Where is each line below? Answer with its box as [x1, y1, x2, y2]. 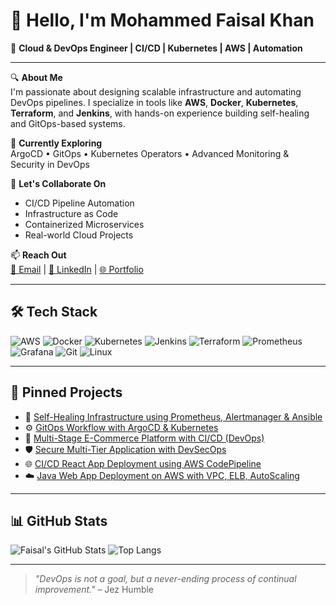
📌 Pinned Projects [10, 384, 123, 401]
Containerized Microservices [24, 218, 145, 230]
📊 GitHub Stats [10, 512, 108, 529]
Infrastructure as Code [24, 207, 119, 219]
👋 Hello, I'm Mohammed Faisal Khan [10, 9, 315, 32]
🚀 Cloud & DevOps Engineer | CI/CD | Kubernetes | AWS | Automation [10, 42, 303, 54]
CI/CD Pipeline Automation [24, 197, 135, 209]
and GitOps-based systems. [10, 117, 126, 129]
